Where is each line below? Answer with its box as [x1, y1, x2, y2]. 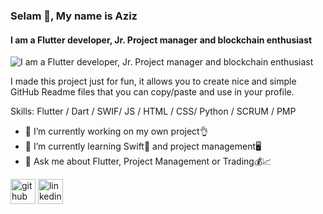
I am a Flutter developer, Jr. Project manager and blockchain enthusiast [10, 34, 313, 46]
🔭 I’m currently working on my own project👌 [24, 125, 209, 138]
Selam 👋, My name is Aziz [10, 9, 138, 23]
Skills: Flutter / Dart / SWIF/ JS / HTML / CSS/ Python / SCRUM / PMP [10, 105, 297, 118]
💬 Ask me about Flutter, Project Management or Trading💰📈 [24, 155, 272, 168]
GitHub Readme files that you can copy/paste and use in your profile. [10, 86, 295, 98]
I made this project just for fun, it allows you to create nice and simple [10, 75, 297, 88]
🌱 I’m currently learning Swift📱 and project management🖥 [24, 140, 262, 153]
